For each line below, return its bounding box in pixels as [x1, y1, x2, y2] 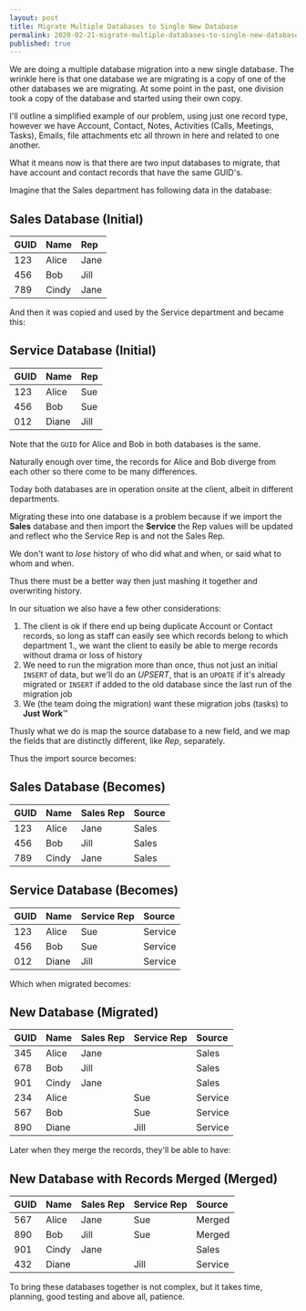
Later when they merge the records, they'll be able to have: [9, 1145, 231, 1156]
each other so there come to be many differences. [9, 466, 198, 477]
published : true [9, 38, 71, 48]
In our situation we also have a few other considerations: [9, 603, 221, 614]
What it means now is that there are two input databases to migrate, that [9, 157, 280, 169]
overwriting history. [9, 585, 82, 596]
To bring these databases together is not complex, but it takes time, [9, 1282, 263, 1293]
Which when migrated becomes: [9, 978, 132, 989]
